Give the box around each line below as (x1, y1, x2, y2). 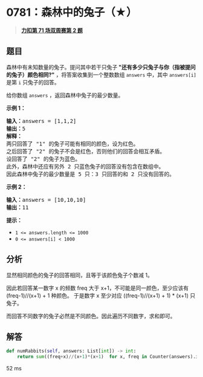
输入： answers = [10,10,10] (6, 196, 86, 203)
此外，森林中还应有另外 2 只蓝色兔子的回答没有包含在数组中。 (6, 163, 164, 170)
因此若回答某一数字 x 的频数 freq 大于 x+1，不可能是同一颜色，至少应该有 (6, 284, 189, 292)
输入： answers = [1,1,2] (6, 118, 77, 124)
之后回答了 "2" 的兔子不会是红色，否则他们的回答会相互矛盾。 (6, 148, 166, 155)
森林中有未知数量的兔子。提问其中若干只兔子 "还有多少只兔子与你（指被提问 (6, 63, 196, 70)
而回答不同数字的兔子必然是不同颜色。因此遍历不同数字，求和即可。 (6, 312, 176, 319)
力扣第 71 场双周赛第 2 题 (21, 27, 83, 34)
